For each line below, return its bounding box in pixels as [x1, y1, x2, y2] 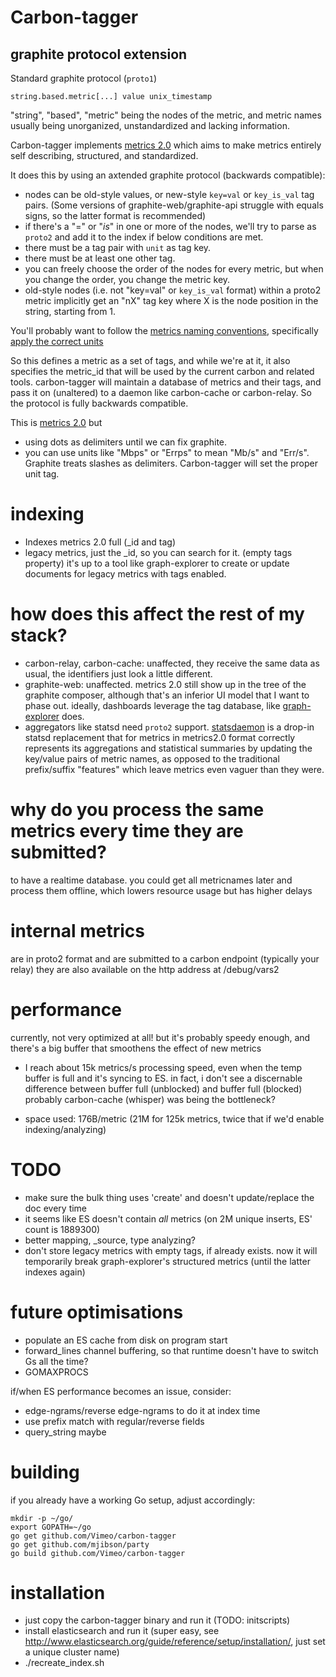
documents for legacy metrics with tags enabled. [24, 567, 227, 580]
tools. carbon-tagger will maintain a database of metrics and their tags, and [10, 376, 322, 388]
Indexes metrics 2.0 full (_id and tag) [24, 536, 177, 548]
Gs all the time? [24, 1355, 89, 1367]
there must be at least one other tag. [24, 252, 176, 264]
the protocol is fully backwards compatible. [10, 397, 189, 409]
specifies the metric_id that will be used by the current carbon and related [10, 366, 315, 377]
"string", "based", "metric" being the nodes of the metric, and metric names [10, 109, 322, 121]
